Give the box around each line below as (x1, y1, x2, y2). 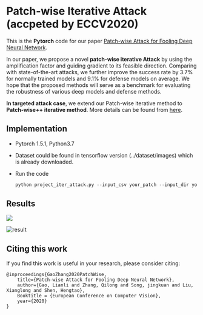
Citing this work (6, 243, 68, 254)
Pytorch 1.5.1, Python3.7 (15, 140, 75, 147)
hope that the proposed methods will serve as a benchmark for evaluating (6, 81, 191, 89)
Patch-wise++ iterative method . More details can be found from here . (6, 106, 183, 113)
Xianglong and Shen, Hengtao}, (6, 288, 85, 294)
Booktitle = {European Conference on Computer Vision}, (17, 293, 162, 299)
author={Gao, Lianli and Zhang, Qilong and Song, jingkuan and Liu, (17, 282, 194, 288)
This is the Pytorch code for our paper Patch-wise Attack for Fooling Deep (6, 37, 193, 44)
